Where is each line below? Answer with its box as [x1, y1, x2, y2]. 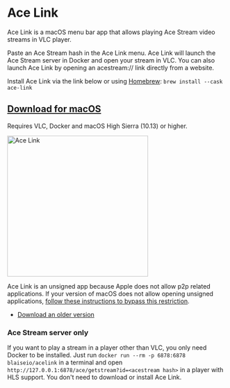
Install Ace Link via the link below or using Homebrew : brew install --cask [7, 76, 223, 85]
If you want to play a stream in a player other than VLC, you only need [7, 343, 207, 352]
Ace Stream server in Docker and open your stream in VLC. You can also [7, 56, 215, 64]
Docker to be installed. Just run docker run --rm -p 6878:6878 [7, 351, 186, 359]
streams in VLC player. [7, 35, 72, 43]
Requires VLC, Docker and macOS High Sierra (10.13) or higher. [7, 122, 188, 130]
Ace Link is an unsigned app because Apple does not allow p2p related [7, 282, 211, 290]
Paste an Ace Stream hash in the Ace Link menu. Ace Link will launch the [7, 49, 216, 57]
